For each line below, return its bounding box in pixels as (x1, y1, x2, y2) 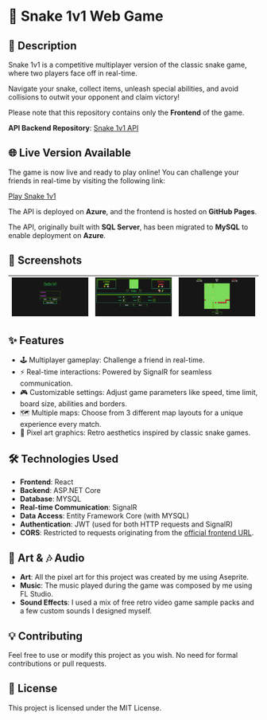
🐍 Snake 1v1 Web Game (8, 7, 164, 25)
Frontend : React (19, 477, 74, 487)
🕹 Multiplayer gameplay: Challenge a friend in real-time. (19, 355, 205, 365)
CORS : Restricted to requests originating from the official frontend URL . (19, 528, 254, 538)
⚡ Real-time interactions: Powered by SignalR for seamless (19, 367, 212, 377)
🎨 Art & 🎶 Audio (8, 551, 85, 565)
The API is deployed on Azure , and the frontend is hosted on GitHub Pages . (8, 206, 257, 216)
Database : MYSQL (19, 494, 82, 504)
